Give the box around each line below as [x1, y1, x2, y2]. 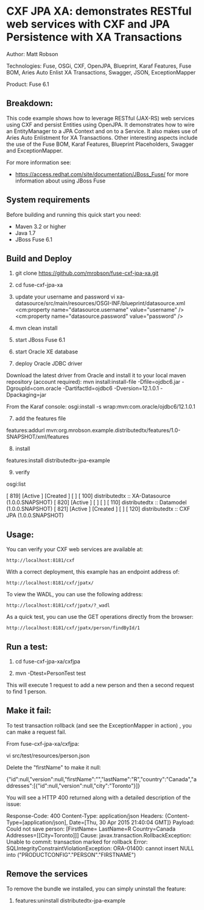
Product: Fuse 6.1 [6, 81, 50, 88]
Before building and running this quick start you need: [6, 211, 141, 218]
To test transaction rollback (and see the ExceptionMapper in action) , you [6, 721, 192, 729]
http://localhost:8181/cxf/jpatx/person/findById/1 [6, 625, 140, 631]
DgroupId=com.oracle [6, 385, 62, 392]
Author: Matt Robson [6, 50, 58, 57]
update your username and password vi [15, 293, 116, 300]
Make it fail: [6, 706, 52, 716]
